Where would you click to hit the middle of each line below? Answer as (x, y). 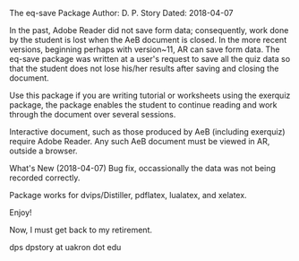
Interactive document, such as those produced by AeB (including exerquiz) (147, 132)
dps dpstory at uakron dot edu (65, 247)
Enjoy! (21, 213)
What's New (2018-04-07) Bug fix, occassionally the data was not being (142, 168)
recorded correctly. (45, 178)
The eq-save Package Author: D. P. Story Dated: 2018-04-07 (121, 13)
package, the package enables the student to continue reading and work (143, 105)
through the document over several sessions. (93, 114)
